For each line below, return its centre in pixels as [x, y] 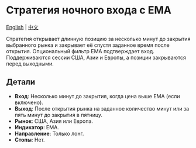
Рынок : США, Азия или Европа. [54, 121]
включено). [29, 102]
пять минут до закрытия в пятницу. [59, 115]
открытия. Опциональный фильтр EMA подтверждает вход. [80, 51]
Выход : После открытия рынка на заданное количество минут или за [102, 108]
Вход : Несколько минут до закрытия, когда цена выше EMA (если [97, 96]
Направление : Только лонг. [49, 133]
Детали [21, 82]
